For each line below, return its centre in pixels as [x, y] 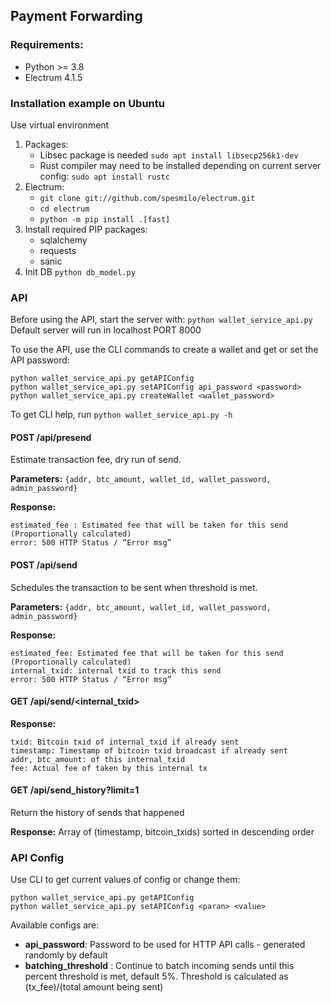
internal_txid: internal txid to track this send [116, 670]
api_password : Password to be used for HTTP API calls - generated [165, 945]
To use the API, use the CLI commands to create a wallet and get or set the [164, 350]
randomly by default [66, 955]
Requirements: [47, 45]
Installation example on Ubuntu [87, 103]
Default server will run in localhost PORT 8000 [106, 330]
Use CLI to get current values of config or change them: [125, 880]
